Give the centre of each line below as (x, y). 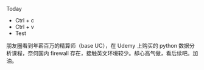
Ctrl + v (25, 27)
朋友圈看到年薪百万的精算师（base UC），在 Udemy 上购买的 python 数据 (98, 46)
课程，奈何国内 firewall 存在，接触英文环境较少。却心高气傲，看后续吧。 (102, 53)
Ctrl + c (25, 20)
